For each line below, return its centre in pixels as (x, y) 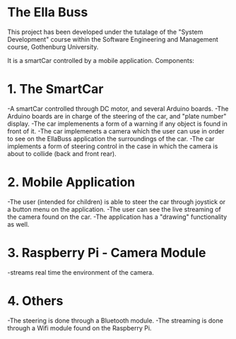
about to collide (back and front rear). (62, 153)
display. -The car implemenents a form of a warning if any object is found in (118, 124)
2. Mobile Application (71, 183)
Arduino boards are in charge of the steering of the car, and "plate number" (117, 116)
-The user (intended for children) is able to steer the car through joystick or (117, 201)
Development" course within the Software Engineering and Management (113, 39)
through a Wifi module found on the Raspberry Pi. (79, 328)
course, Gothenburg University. (53, 47)
